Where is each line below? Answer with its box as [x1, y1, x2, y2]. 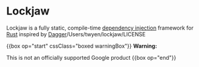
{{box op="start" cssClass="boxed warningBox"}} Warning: [6, 42, 157, 49]
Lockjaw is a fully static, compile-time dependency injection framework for [6, 24, 194, 31]
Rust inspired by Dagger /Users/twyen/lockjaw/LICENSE [6, 30, 146, 37]
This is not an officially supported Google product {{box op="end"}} [6, 54, 176, 61]
